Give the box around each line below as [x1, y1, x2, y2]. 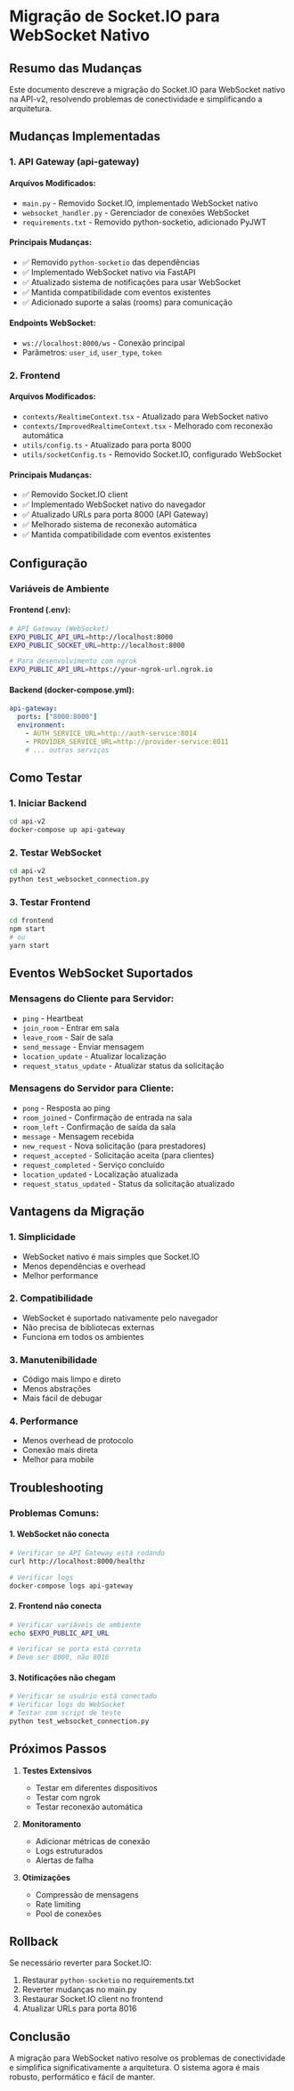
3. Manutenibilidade [9, 1353, 98, 1366]
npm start [9, 925, 46, 934]
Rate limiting [35, 1899, 82, 1909]
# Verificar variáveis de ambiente [9, 1620, 142, 1630]
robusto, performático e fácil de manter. [9, 2071, 156, 2082]
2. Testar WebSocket [9, 846, 102, 859]
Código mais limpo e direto [21, 1374, 122, 1384]
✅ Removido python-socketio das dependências [21, 257, 200, 267]
